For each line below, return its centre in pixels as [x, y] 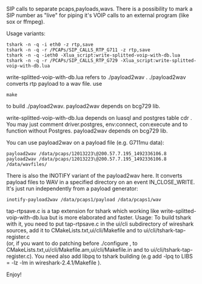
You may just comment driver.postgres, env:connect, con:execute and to [97, 124]
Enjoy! [14, 274]
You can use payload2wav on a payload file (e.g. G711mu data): [86, 143]
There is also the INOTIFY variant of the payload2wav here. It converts [94, 175]
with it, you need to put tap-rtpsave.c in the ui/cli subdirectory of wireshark [100, 224]
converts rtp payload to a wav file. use [54, 84]
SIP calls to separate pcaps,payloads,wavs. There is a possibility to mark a [99, 9]
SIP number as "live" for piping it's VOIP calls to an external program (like [98, 15]
